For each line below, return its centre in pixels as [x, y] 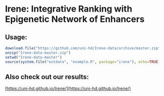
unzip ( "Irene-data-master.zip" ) [38, 53]
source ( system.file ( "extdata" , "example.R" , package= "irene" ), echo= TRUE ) [83, 62]
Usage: [16, 37]
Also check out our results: [47, 77]
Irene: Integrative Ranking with [69, 9]
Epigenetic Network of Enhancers [75, 19]
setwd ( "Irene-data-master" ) [34, 57]
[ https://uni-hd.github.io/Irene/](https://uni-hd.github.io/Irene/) [68, 89]
